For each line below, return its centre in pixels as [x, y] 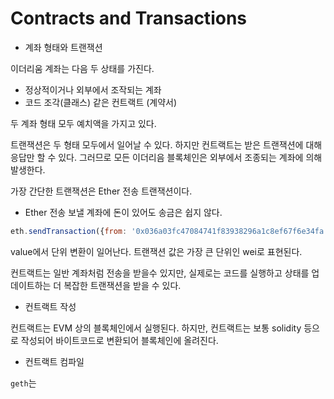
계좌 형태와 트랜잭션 [63, 47]
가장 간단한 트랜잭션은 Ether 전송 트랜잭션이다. [101, 191]
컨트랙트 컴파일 [54, 361]
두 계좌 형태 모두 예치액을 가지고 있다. [83, 123]
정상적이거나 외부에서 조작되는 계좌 [93, 89]
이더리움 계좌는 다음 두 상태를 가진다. [82, 68]
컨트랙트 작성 [50, 306]
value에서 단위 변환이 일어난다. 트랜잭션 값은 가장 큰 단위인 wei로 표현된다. [156, 251]
